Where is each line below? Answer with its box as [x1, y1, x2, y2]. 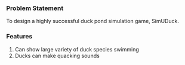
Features [6, 32, 33, 41]
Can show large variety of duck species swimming [14, 45, 139, 53]
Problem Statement [6, 4, 64, 12]
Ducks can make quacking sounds [14, 52, 100, 59]
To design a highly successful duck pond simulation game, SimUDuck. [6, 18, 179, 25]
